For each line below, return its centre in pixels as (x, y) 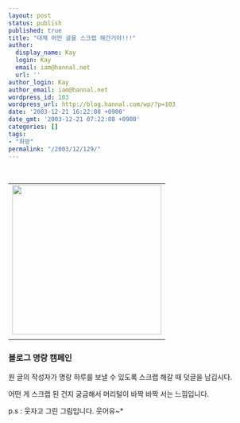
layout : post (30, 16)
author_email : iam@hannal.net (58, 90)
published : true (35, 30)
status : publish (35, 23)
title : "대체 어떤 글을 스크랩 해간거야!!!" (72, 38)
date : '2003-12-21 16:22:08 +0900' (67, 112)
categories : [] (33, 127)
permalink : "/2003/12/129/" (55, 149)
